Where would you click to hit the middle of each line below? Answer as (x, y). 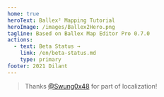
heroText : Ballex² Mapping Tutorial (61, 20)
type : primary (41, 60)
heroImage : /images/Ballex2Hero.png (61, 27)
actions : (20, 40)
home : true (23, 14)
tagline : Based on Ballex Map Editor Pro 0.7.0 (79, 33)
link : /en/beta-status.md (58, 53)
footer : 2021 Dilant (38, 66)
